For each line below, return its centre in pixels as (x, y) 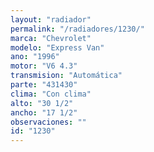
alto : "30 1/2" (42, 103)
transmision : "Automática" (66, 76)
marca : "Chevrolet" (51, 38)
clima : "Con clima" (51, 94)
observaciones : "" (48, 122)
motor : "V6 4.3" (44, 66)
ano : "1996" (35, 57)
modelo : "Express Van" (57, 47)
